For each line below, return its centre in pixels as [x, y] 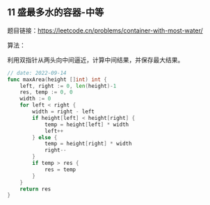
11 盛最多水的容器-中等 [56, 12]
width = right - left [64, 112]
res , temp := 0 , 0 [46, 92]
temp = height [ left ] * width [87, 124]
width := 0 [35, 99]
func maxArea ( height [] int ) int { [57, 79]
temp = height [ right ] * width [88, 144]
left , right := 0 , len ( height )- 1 [68, 86]
